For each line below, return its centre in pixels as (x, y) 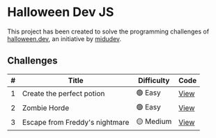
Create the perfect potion (63, 93)
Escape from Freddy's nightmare (76, 123)
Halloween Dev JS (61, 12)
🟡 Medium (154, 121)
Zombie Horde (46, 108)
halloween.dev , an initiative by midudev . (64, 38)
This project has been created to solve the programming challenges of (108, 31)
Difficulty (154, 80)
